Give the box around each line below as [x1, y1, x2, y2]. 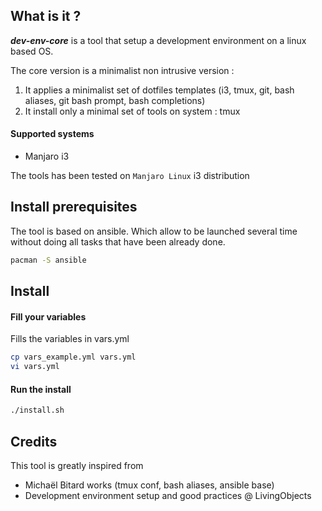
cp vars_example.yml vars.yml [10, 352, 137, 363]
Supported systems [10, 128, 95, 140]
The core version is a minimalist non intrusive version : [10, 64, 235, 76]
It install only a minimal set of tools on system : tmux [24, 105, 241, 117]
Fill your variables [10, 310, 87, 323]
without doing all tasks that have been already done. [10, 235, 226, 248]
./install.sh [10, 405, 65, 416]
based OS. [10, 45, 54, 57]
